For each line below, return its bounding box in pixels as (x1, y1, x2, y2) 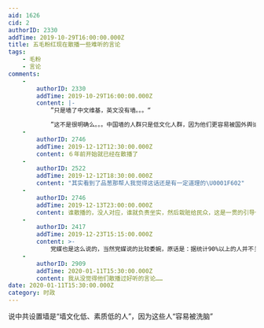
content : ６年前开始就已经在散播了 (36, 150, 139, 158)
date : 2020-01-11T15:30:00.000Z (8, 282, 114, 289)
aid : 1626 (8, 11, 41, 20)
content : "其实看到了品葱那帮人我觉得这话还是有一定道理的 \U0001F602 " (36, 179, 245, 187)
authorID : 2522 (36, 164, 86, 173)
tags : (8, 48, 26, 56)
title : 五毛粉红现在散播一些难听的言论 (8, 41, 121, 49)
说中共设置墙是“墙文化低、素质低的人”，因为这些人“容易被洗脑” (8, 311, 214, 321)
